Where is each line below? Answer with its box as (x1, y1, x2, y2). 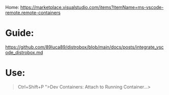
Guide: (5, 27, 34, 39)
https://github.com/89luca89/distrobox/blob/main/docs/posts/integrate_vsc (5, 44, 164, 50)
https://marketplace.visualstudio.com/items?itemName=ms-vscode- (20, 5, 164, 10)
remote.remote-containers (5, 10, 61, 16)
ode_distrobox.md (5, 49, 43, 55)
